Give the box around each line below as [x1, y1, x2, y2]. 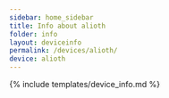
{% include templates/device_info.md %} [9, 79, 161, 89]
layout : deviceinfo [9, 37, 82, 47]
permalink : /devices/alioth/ [9, 46, 118, 55]
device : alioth [9, 54, 66, 63]
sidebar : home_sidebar [9, 12, 94, 22]
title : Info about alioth [9, 21, 106, 30]
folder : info [9, 29, 58, 38]
